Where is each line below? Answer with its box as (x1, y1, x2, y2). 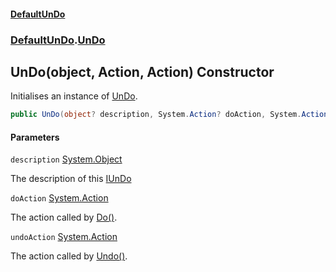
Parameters (10, 131, 60, 143)
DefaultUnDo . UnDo (10, 33, 106, 47)
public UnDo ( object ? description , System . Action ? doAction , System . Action (10, 110, 329, 120)
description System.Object (10, 153, 123, 165)
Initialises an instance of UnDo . (10, 90, 138, 102)
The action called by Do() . (10, 211, 118, 224)
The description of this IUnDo (10, 173, 132, 185)
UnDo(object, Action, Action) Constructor (10, 63, 275, 80)
